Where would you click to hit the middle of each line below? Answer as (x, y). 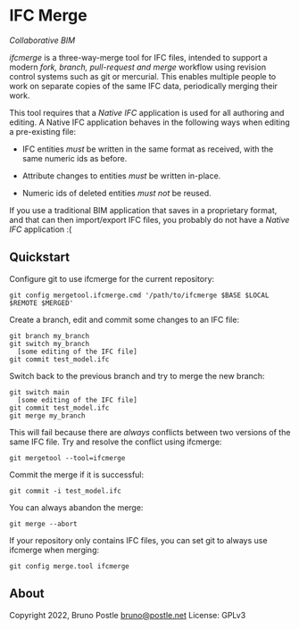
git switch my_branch (50, 343)
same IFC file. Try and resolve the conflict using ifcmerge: (116, 442)
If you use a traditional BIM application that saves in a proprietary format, (143, 210)
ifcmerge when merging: (54, 550)
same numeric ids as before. (75, 158)
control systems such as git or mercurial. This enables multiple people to (143, 76)
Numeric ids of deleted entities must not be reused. (116, 193)
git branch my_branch (50, 335)
